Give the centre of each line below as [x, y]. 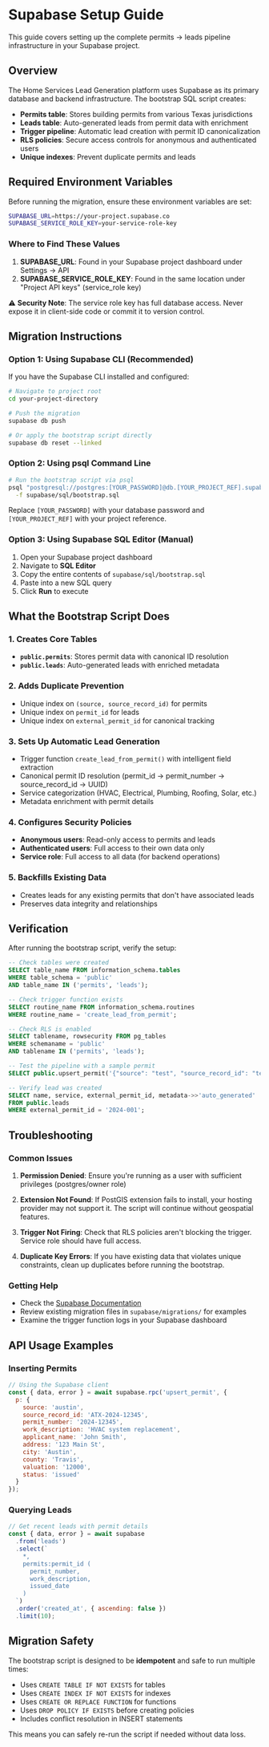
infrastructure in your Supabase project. [74, 45]
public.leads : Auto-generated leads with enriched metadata [120, 665]
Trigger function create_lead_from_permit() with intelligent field [125, 759]
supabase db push [37, 420]
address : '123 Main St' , [64, 1444]
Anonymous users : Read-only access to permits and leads [118, 839]
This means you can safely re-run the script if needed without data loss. [127, 1734]
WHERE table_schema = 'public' [60, 978]
